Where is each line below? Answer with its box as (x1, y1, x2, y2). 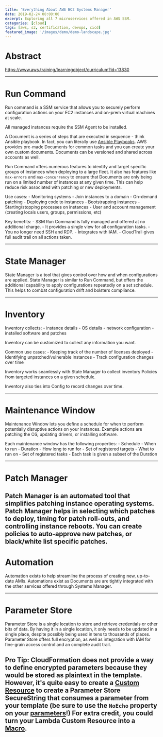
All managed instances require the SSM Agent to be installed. (5, 124, 128, 130)
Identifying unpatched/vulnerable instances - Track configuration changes (5, 354, 154, 360)
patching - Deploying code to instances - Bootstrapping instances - (5, 199, 140, 205)
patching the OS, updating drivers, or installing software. (5, 431, 118, 437)
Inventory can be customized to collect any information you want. (5, 339, 136, 345)
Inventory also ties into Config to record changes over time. (5, 383, 124, 389)
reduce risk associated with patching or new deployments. (5, 184, 122, 190)
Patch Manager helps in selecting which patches (5, 507, 155, 515)
